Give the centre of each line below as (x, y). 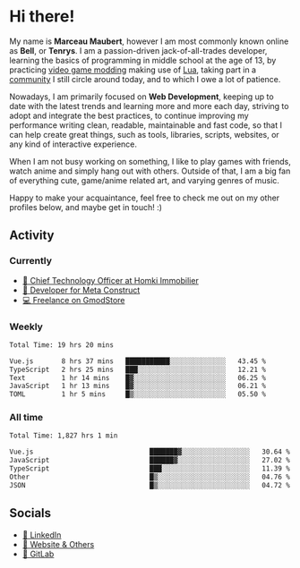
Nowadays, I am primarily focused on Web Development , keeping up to (142, 97)
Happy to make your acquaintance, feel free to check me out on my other (145, 198)
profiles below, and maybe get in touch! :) (86, 207)
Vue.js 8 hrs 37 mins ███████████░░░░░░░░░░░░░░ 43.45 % (138, 361)
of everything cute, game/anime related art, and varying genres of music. (145, 180)
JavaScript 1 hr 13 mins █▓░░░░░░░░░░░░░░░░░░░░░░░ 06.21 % (138, 386)
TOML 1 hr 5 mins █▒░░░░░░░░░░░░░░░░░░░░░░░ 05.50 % (138, 394)
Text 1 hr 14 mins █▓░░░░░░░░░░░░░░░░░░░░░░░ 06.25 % (138, 377)
